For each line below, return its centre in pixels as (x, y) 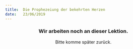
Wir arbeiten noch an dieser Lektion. (83, 31)
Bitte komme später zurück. (83, 42)
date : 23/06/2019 (25, 14)
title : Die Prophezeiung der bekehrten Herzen (55, 10)
